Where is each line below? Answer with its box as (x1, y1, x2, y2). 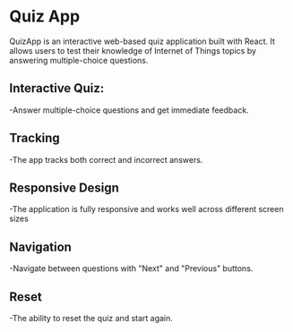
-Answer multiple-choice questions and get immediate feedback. (9, 105, 249, 115)
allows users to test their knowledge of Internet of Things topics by (9, 45, 257, 55)
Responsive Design (9, 180, 119, 195)
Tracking (9, 131, 60, 146)
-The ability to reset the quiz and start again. (9, 313, 173, 323)
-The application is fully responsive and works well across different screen (9, 204, 284, 215)
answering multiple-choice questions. (9, 55, 149, 65)
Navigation (9, 239, 72, 254)
